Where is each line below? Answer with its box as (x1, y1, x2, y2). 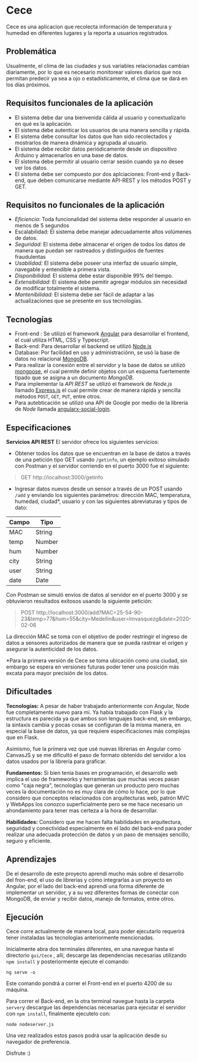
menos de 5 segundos (14, 222, 70, 229)
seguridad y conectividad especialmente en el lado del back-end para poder (6, 824, 192, 832)
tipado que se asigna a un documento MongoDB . (14, 374, 134, 381)
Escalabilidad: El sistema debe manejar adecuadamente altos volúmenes (14, 228, 192, 235)
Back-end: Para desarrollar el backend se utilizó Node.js (14, 343, 152, 350)
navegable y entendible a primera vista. (14, 266, 111, 273)
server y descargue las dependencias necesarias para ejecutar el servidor (6, 1004, 186, 1011)
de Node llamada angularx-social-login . (14, 405, 111, 413)
